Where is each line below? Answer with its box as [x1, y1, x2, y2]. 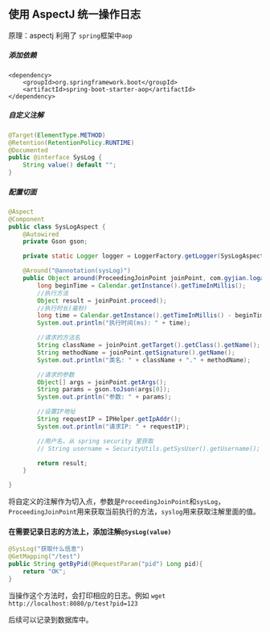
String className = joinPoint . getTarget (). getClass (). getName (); [37, 341, 261, 349]
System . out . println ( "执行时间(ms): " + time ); [37, 319, 191, 328]
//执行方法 [37, 289, 69, 297]
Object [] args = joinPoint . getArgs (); [37, 378, 167, 386]
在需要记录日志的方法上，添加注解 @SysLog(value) [8, 527, 172, 536]
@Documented [8, 146, 48, 155]
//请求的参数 [37, 370, 75, 378]
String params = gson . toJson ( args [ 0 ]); [37, 386, 171, 394]
